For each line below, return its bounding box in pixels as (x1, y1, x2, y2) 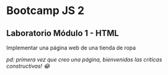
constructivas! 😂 (6, 62, 51, 70)
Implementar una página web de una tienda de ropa (6, 44, 136, 51)
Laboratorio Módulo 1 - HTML (6, 28, 119, 38)
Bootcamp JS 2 (6, 4, 85, 18)
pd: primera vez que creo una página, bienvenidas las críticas (6, 56, 163, 63)
